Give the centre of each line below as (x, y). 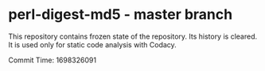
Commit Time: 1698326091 (53, 60)
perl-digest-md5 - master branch (121, 15)
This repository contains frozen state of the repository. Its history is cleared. (132, 36)
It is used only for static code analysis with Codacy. (92, 44)
